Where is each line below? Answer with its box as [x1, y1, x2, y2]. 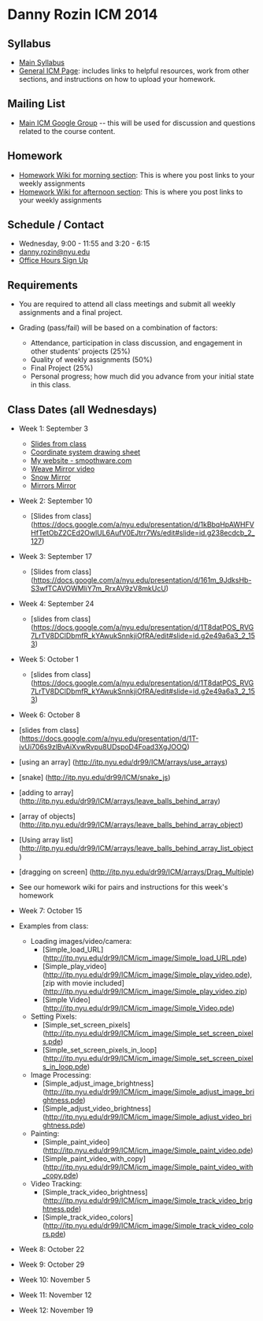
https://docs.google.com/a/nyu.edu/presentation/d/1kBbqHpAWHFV [33, 520, 255, 529]
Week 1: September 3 [18, 424, 88, 434]
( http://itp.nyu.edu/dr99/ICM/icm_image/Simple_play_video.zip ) [42, 986, 248, 997]
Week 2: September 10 [18, 496, 93, 505]
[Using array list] [18, 835, 73, 845]
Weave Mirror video [30, 464, 95, 474]
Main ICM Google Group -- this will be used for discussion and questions [18, 118, 256, 128]
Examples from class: [18, 921, 89, 931]
